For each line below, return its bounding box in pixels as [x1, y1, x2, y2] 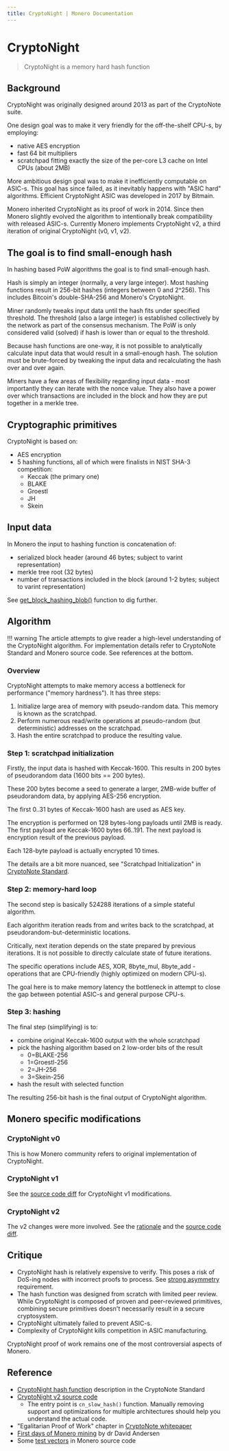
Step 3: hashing [7, 1007, 61, 1017]
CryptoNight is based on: [7, 438, 78, 445]
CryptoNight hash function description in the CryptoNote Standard [16, 1385, 206, 1393]
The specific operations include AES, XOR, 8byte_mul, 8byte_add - [7, 962, 196, 970]
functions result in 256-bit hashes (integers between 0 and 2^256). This [7, 286, 210, 294]
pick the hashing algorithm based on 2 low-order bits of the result [16, 1043, 204, 1051]
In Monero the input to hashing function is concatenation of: [7, 539, 177, 548]
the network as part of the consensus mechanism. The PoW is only [7, 321, 197, 330]
